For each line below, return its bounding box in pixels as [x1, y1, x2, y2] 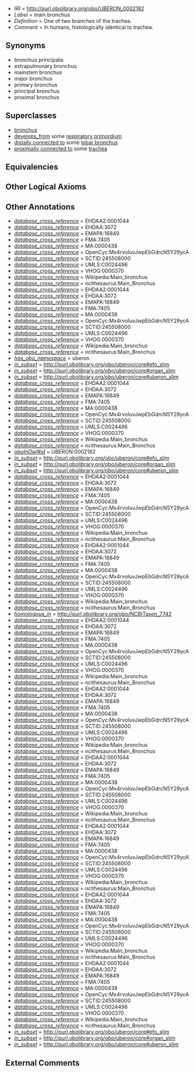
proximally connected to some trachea [14, 145, 107, 152]
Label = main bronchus [14, 11, 70, 18]
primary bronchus [14, 81, 58, 88]
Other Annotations [5, 202, 75, 212]
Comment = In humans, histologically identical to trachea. [14, 23, 154, 31]
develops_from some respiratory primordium [14, 132, 122, 140]
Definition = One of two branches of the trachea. [14, 18, 132, 24]
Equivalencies [5, 162, 58, 172]
